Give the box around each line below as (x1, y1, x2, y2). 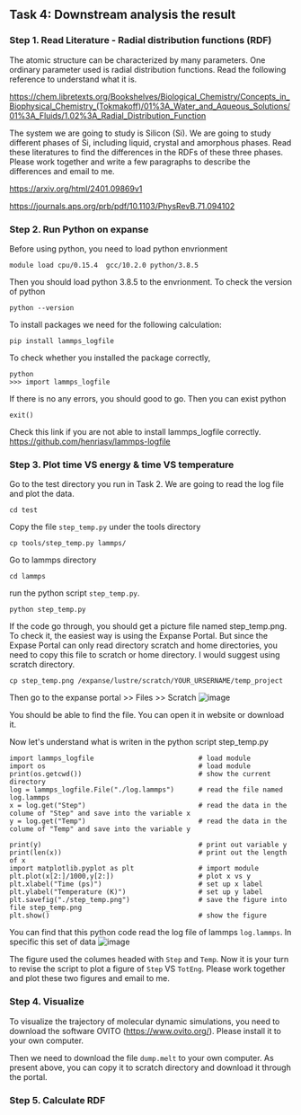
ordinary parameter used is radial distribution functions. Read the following (9, 64, 287, 75)
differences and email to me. (9, 165, 115, 176)
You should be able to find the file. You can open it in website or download (9, 710, 285, 721)
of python (9, 286, 46, 296)
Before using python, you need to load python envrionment (9, 243, 228, 254)
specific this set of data (9, 936, 97, 947)
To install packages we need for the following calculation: (9, 319, 222, 330)
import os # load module (9, 762, 252, 771)
